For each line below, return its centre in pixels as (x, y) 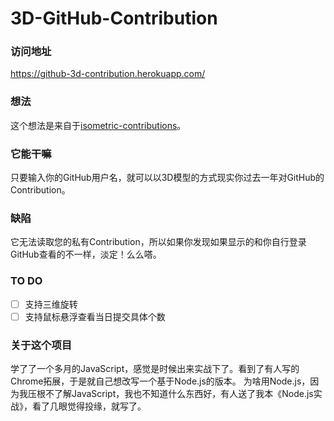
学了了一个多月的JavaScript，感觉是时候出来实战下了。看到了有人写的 (155, 369)
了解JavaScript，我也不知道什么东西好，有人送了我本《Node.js (183, 394)
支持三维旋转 (51, 304)
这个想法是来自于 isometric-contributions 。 (98, 125)
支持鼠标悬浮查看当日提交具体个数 (95, 316)
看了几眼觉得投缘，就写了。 (89, 406)
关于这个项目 (41, 345)
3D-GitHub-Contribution (114, 18)
